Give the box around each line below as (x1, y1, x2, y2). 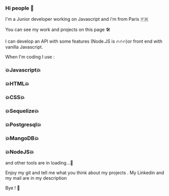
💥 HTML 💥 (5, 80, 29, 87)
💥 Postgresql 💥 (5, 121, 42, 128)
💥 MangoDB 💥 (5, 135, 39, 142)
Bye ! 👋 (5, 185, 20, 191)
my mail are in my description (5, 175, 67, 181)
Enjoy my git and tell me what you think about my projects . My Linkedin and (5, 170, 164, 176)
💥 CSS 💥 (5, 94, 25, 101)
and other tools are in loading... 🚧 (5, 160, 74, 166)
